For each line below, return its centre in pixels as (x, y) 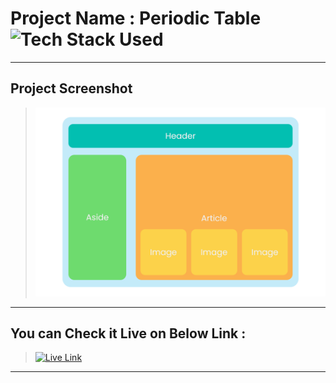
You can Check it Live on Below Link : (128, 333)
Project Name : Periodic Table (136, 18)
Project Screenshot (71, 88)
